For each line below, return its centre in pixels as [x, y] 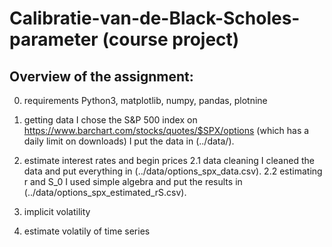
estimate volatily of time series [87, 231]
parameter [54, 39]
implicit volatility [57, 211]
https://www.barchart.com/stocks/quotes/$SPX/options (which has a [166, 130]
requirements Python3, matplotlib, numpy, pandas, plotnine [145, 100]
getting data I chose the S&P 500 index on [110, 120]
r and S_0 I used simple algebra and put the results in [133, 181]
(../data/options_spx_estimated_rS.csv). [105, 192]
